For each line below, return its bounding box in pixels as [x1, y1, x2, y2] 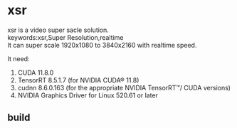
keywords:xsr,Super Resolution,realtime [7, 33, 124, 41]
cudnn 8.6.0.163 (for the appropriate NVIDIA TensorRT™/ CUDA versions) [17, 83, 231, 92]
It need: [7, 54, 30, 63]
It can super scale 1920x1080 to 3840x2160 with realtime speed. [7, 41, 197, 49]
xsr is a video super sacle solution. [7, 26, 109, 34]
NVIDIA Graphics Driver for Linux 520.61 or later [17, 91, 159, 100]
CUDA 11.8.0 [17, 68, 54, 77]
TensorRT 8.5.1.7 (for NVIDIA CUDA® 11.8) [17, 75, 139, 84]
